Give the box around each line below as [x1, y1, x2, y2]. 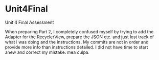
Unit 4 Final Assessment [5, 19, 54, 25]
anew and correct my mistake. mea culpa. [5, 49, 90, 55]
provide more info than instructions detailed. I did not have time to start [5, 44, 148, 50]
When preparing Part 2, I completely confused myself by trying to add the [5, 29, 154, 34]
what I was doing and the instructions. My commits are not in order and [5, 39, 149, 45]
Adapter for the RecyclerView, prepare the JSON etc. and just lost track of [5, 34, 154, 40]
